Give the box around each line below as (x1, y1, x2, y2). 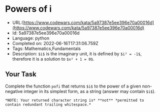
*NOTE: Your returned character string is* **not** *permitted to (5, 98, 144, 103)
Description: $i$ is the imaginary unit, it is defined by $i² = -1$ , (12, 50, 142, 57)
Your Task (5, 70, 37, 79)
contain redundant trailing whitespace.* (5, 102, 92, 107)
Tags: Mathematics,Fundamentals (12, 45, 81, 51)
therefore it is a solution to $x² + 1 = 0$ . (12, 56, 95, 62)
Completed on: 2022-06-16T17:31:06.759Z (12, 40, 98, 46)
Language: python (12, 35, 50, 41)
